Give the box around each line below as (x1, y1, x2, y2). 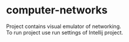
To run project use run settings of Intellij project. (6, 29, 123, 36)
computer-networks (6, 3, 108, 17)
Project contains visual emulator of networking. (6, 23, 121, 30)
